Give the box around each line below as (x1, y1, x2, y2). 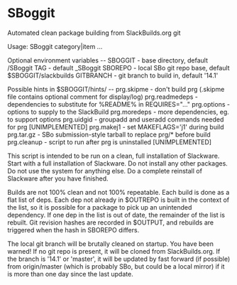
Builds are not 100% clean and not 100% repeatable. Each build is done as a (7, 188, 230, 196)
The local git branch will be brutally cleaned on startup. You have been (7, 240, 214, 248)
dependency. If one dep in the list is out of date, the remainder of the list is (7, 210, 226, 219)
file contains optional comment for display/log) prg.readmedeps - (7, 92, 199, 101)
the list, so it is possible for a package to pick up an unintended (7, 203, 192, 211)
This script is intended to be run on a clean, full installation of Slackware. (7, 151, 220, 160)
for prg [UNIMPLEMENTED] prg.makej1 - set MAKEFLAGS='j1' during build (7, 122, 225, 131)
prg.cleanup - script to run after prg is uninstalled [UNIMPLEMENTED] (7, 137, 211, 146)
